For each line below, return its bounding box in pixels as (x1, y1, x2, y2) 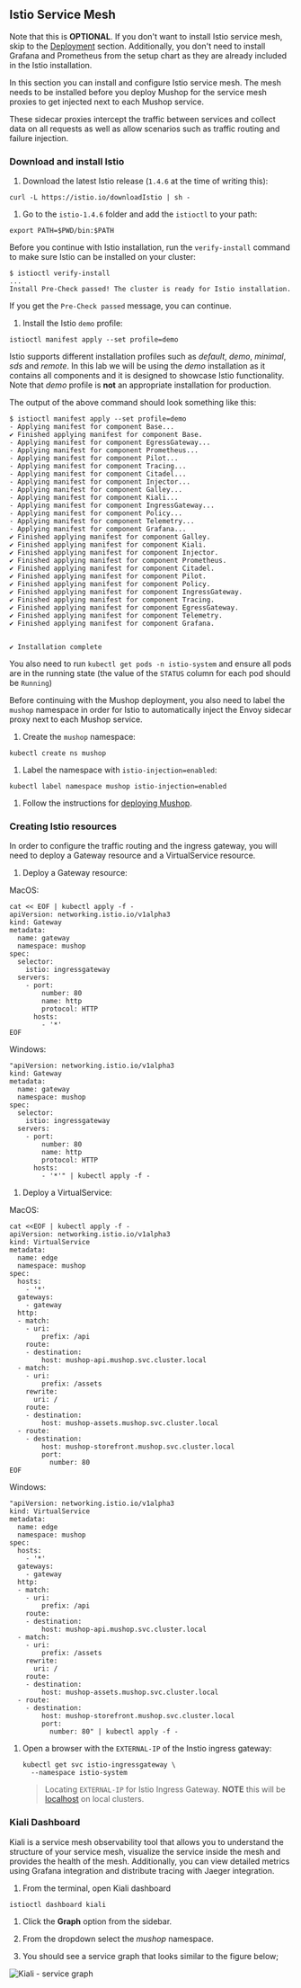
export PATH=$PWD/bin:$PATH (9, 227, 115, 236)
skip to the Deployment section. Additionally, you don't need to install (9, 40, 266, 51)
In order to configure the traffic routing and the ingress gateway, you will (9, 841, 278, 851)
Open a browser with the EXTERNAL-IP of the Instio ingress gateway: (22, 1743, 272, 1754)
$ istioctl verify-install (9, 269, 111, 278)
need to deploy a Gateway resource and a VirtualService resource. (9, 850, 256, 861)
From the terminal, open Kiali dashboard (22, 1883, 172, 1894)
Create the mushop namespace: (22, 732, 137, 743)
